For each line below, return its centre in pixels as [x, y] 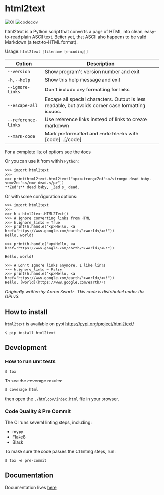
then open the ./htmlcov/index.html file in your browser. [62, 399]
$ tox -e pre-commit [26, 460]
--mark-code [21, 136]
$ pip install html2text [30, 333]
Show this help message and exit [82, 80]
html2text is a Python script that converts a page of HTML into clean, [74, 31]
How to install [26, 312]
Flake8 [19, 437]
